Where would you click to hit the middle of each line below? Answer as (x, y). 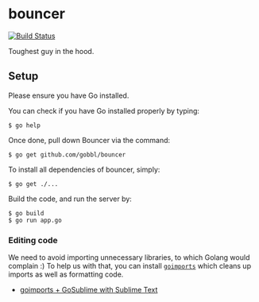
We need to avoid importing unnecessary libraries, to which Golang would (129, 257)
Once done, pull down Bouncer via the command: (89, 140)
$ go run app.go (35, 220)
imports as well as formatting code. (66, 274)
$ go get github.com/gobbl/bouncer (67, 155)
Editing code (33, 240)
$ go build (26, 213)
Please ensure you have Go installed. (69, 95)
